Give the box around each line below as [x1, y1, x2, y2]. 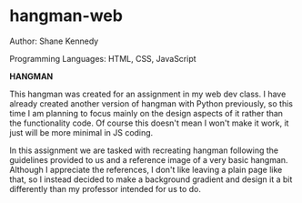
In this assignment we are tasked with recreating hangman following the [9, 145, 279, 156]
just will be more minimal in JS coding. [9, 127, 154, 137]
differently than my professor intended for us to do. [9, 183, 202, 194]
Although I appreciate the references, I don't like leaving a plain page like [9, 164, 283, 175]
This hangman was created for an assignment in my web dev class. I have [9, 88, 287, 99]
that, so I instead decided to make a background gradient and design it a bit [9, 174, 293, 185]
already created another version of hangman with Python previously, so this [9, 97, 294, 109]
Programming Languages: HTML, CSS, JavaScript [9, 53, 197, 64]
